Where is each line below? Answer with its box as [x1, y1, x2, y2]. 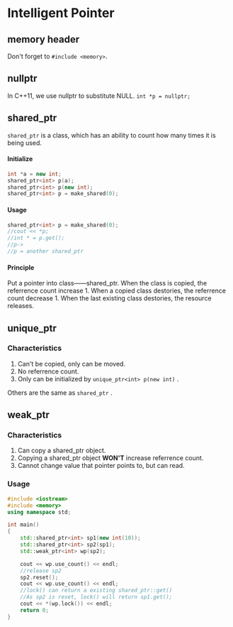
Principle [7, 263, 35, 271]
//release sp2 [20, 567, 62, 574]
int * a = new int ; [7, 170, 62, 178]
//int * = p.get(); [7, 234, 65, 242]
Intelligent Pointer [7, 5, 115, 21]
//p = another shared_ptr [7, 248, 84, 255]
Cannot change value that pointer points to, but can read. [17, 462, 186, 470]
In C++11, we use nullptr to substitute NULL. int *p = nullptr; [7, 91, 191, 100]
